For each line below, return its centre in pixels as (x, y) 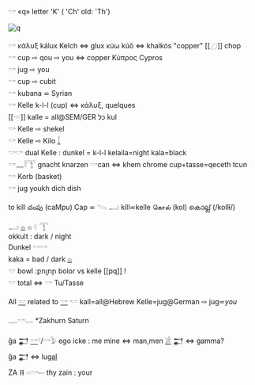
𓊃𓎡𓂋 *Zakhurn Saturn (49, 320)
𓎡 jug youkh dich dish (45, 188)
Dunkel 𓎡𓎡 (28, 247)
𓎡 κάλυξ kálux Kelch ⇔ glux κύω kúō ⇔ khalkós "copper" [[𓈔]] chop (125, 46)
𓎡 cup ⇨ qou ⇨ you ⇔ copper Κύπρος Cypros (86, 57)
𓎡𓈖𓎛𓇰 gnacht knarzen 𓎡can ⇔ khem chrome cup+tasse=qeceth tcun (127, 164)
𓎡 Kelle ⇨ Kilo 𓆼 (34, 141)
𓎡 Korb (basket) (35, 176)
